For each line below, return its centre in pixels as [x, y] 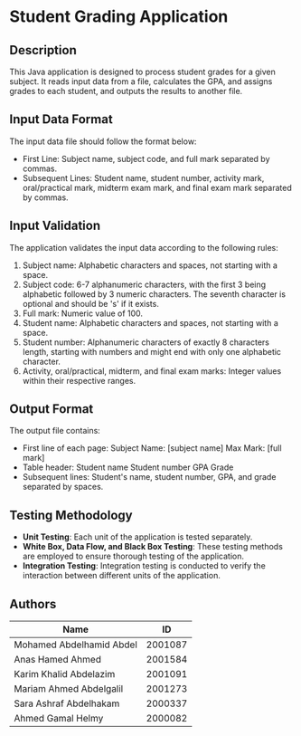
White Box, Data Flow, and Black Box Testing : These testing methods [152, 547]
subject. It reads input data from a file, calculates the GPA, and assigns [141, 81]
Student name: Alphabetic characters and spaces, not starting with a [150, 322]
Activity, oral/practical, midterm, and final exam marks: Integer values [152, 371]
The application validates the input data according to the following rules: [144, 247]
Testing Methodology [71, 515]
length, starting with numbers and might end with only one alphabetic [152, 351]
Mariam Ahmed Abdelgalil [69, 689]
